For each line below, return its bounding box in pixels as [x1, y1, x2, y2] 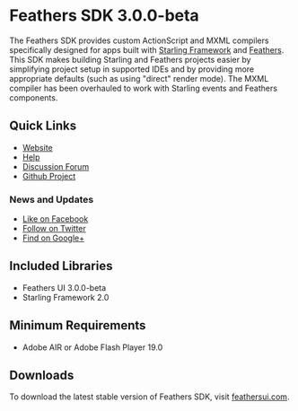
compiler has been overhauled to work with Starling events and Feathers [9, 83, 278, 93]
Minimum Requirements [9, 318, 146, 333]
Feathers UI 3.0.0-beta [22, 282, 107, 293]
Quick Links [9, 118, 77, 134]
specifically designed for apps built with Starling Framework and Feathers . [9, 44, 285, 55]
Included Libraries [9, 258, 113, 274]
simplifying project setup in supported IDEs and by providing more [9, 64, 254, 74]
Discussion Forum [22, 161, 90, 171]
